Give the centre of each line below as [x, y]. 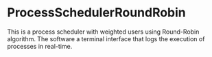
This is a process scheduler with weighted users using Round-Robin [103, 32]
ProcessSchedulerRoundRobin [97, 13]
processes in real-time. [40, 46]
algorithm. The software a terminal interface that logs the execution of [106, 38]
